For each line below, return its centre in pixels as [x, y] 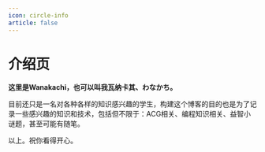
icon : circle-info [38, 15]
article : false [33, 23]
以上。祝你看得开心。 [43, 141]
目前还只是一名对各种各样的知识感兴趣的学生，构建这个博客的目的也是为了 [129, 104]
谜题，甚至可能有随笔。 [46, 124]
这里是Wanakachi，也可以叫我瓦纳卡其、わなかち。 [93, 87]
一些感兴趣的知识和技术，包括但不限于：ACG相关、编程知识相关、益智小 [132, 114]
